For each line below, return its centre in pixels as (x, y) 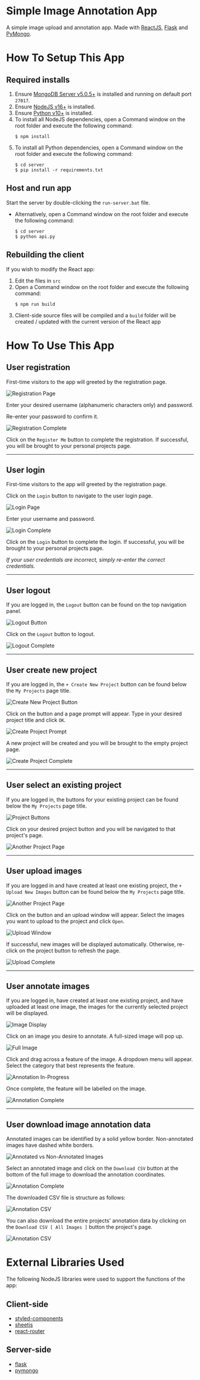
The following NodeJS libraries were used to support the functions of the (96, 1279)
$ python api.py (35, 236)
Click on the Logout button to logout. (51, 634)
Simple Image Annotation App (82, 11)
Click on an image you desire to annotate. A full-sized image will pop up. (95, 1036)
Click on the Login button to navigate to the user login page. (79, 496)
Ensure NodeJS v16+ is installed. (55, 107)
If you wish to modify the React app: (51, 269)
